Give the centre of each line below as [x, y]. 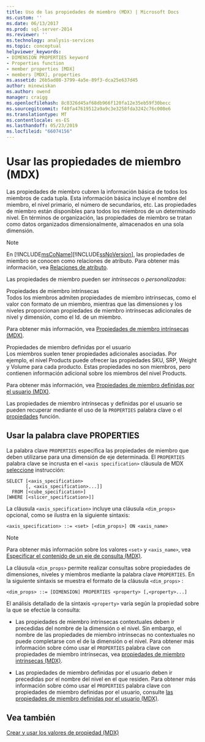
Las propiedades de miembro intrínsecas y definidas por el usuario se [94, 403]
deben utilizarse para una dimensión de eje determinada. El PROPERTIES [95, 457]
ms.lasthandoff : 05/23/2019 [42, 126]
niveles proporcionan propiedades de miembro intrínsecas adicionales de [99, 310]
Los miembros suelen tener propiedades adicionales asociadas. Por [92, 354]
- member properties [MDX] [41, 69]
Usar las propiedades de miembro [94, 162]
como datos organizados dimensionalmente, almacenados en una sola [95, 224]
